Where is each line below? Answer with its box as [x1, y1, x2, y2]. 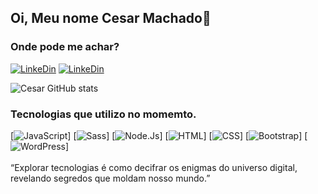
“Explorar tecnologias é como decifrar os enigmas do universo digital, [10, 161, 298, 173]
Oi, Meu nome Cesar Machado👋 [10, 10, 212, 27]
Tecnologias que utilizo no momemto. [10, 107, 197, 121]
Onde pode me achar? [10, 40, 120, 54]
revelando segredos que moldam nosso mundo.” [10, 172, 211, 184]
